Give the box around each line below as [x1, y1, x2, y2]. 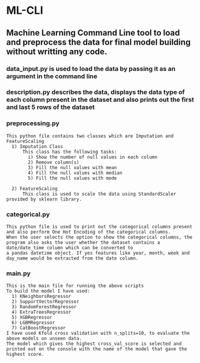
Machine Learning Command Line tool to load [6, 28, 180, 38]
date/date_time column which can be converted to [6, 245, 134, 251]
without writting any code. [6, 46, 107, 57]
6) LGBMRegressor [11, 320, 55, 326]
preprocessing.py [6, 119, 60, 128]
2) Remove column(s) [28, 159, 80, 166]
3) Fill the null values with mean [28, 164, 117, 170]
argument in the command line [6, 72, 98, 80]
